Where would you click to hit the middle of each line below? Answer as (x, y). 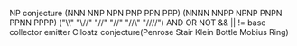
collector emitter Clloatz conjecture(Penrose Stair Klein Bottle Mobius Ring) (149, 32)
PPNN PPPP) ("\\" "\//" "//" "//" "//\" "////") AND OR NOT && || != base (138, 23)
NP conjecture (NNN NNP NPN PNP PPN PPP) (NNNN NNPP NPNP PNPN (146, 13)
